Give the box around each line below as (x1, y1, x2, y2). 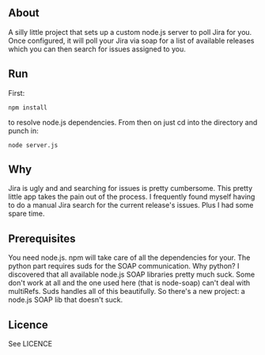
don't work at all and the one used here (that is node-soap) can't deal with (8, 278, 251, 288)
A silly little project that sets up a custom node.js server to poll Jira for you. (8, 27, 252, 36)
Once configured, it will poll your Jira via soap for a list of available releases (8, 36, 255, 45)
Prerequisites (8, 231, 76, 245)
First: (8, 88, 25, 97)
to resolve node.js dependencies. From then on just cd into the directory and (8, 117, 258, 127)
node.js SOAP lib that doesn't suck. (8, 295, 123, 304)
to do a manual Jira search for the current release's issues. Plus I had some (8, 200, 254, 210)
